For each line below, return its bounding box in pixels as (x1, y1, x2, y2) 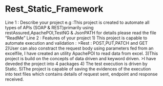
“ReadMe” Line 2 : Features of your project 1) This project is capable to (5, 35, 147, 41)
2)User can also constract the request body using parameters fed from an (5, 45, 154, 51)
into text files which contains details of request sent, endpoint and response (5, 71, 158, 77)
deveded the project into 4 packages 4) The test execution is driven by (5, 61, 148, 67)
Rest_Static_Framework (5, 3, 103, 15)
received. (5, 76, 24, 82)
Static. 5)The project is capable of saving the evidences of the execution (5, 66, 151, 71)
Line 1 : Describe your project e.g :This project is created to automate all (5, 19, 150, 25)
